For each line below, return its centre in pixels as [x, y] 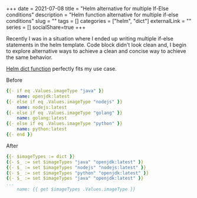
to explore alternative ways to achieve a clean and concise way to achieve [96, 51]
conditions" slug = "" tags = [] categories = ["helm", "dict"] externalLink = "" [99, 21]
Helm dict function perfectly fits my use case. [61, 69]
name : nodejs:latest [42, 107]
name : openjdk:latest [43, 96]
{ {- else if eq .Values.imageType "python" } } [64, 124]
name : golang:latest [42, 118]
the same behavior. [29, 57]
